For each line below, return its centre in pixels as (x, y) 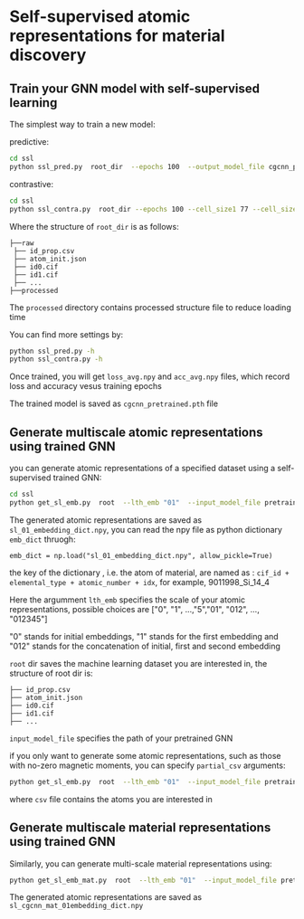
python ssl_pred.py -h (52, 351)
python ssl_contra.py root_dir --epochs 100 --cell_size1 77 (129, 209)
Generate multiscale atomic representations (137, 432)
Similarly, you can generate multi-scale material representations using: (141, 863)
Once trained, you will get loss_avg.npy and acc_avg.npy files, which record (150, 376)
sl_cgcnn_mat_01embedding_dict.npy (76, 906)
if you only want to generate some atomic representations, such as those (145, 755)
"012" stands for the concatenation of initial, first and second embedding (145, 646)
